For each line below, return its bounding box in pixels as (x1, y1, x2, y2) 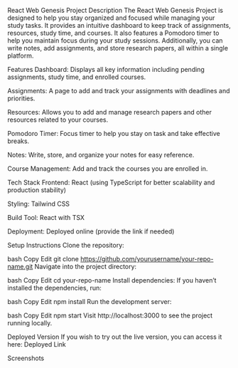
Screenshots (7, 354, 45, 362)
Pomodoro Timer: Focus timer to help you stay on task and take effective (7, 130, 220, 137)
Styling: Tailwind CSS (7, 199, 70, 208)
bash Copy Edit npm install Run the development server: (7, 298, 172, 305)
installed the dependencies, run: (7, 284, 102, 292)
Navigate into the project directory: (34, 263, 137, 270)
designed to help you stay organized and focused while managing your (7, 14, 215, 22)
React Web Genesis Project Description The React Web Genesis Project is (7, 6, 224, 14)
